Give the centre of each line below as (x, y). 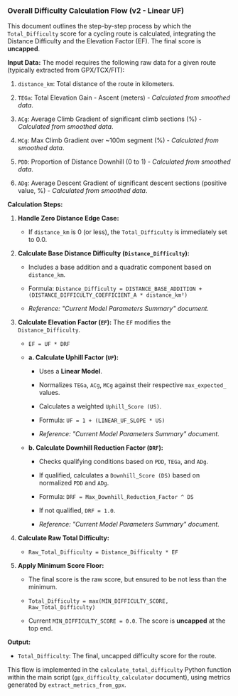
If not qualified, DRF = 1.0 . (77, 510)
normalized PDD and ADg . (74, 483)
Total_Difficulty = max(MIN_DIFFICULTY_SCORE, (98, 601)
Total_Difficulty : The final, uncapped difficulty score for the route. (117, 656)
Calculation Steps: (35, 204)
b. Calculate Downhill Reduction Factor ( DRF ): (96, 448)
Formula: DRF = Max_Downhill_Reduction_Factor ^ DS (116, 497)
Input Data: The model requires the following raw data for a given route (112, 63)
